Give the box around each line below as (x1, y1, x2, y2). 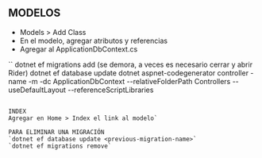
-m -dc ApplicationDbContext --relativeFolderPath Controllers (28, 76, 231, 86)
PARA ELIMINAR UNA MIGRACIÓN (8, 128, 105, 136)
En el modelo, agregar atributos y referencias (19, 36, 168, 45)
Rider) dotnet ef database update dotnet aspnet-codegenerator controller (8, 67, 249, 78)
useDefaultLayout (8, 85, 66, 94)
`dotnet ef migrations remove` (8, 142, 112, 150)
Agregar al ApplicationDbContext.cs (19, 44, 138, 54)
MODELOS (8, 6, 61, 20)
